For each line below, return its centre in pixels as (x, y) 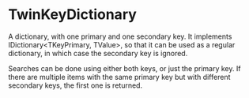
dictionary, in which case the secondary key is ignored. (98, 53)
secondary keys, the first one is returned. (75, 85)
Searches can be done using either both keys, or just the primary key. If (124, 68)
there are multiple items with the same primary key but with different (119, 77)
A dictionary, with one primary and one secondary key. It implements (120, 36)
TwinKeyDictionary (72, 15)
